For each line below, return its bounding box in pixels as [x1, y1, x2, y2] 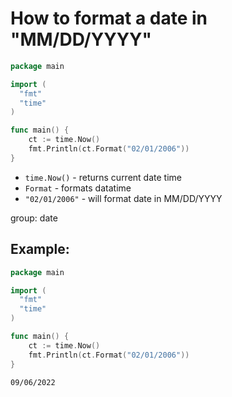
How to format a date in [10, 7, 208, 30]
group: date [10, 212, 58, 224]
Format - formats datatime [24, 182, 132, 194]
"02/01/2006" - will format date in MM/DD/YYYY [24, 192, 223, 204]
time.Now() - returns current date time [24, 171, 182, 183]
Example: [10, 241, 70, 258]
